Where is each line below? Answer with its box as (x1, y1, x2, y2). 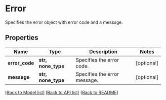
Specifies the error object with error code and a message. (5, 19, 123, 25)
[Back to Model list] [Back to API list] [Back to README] (5, 89, 119, 95)
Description (89, 48, 118, 55)
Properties (5, 33, 39, 42)
